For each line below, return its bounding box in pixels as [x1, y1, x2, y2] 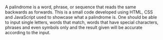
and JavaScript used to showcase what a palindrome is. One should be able [5, 14, 157, 20]
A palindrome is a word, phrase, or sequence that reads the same [5, 4, 136, 10]
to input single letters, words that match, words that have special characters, [5, 19, 159, 25]
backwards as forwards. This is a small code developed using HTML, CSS [5, 9, 153, 15]
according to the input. [5, 30, 51, 35]
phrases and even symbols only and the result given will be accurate [5, 25, 143, 30]
